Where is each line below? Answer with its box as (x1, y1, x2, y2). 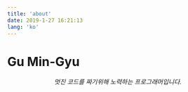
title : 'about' (7, 10, 52, 18)
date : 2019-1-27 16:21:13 (7, 17, 83, 24)
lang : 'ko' (7, 23, 39, 30)
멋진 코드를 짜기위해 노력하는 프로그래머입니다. (53, 78, 182, 86)
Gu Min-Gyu (7, 53, 80, 70)
